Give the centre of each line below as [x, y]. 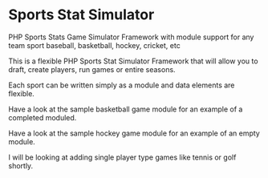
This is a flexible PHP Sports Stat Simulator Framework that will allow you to [133, 61]
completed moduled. [43, 117]
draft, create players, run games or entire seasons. [92, 69]
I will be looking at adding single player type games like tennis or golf [122, 157]
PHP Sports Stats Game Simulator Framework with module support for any [131, 37]
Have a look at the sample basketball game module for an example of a [126, 109]
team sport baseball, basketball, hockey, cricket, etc [94, 45]
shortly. [21, 165]
